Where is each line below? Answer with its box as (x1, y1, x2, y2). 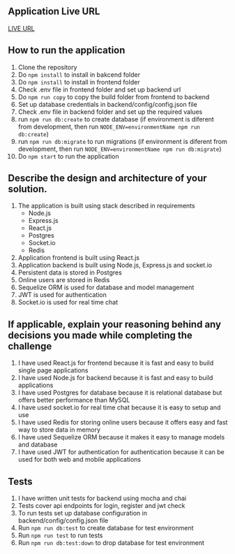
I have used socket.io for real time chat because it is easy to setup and (17, 403, 221, 411)
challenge (8, 340, 52, 352)
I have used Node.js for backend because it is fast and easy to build (17, 374, 213, 382)
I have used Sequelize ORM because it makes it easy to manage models (17, 433, 225, 442)
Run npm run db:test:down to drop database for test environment (17, 539, 205, 547)
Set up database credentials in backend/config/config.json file (17, 100, 197, 108)
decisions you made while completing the (8, 329, 192, 341)
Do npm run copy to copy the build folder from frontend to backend (17, 92, 210, 101)
